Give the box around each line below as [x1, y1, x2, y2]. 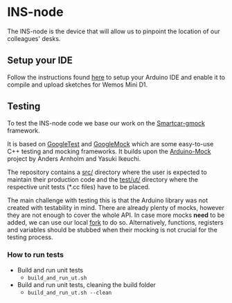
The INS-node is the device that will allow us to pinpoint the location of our [7, 27, 220, 35]
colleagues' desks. [7, 34, 61, 42]
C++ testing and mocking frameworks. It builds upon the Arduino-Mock [7, 147, 211, 155]
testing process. [7, 233, 53, 241]
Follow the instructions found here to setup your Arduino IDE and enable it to [7, 73, 226, 81]
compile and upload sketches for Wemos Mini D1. [7, 80, 148, 89]
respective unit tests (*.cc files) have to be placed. [7, 182, 150, 191]
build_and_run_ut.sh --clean [27, 289, 112, 296]
